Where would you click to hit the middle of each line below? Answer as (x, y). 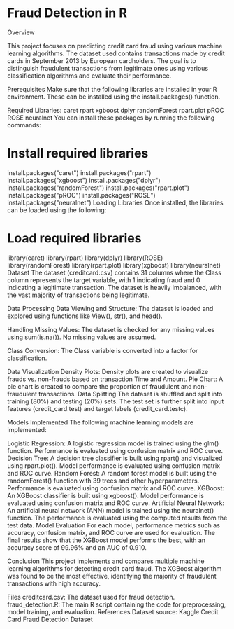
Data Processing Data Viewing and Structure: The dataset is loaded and (110, 308)
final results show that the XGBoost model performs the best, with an (107, 540)
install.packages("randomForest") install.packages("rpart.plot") (98, 188)
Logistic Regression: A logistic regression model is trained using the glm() (113, 443)
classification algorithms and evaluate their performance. (89, 76)
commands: (24, 125)
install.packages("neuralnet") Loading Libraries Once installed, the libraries (115, 202)
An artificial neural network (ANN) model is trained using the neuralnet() (111, 510)
